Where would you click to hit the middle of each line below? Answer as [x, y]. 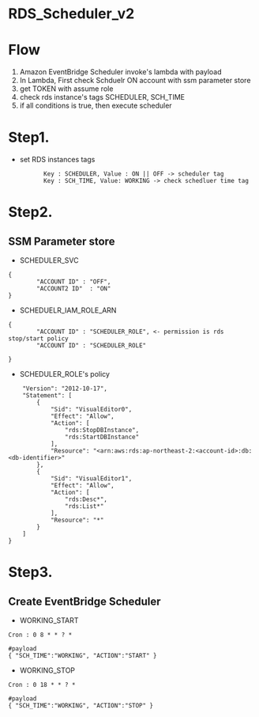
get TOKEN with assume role [66, 89]
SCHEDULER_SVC [49, 260]
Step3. [30, 573]
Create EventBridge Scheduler [84, 601]
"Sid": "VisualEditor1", [91, 479]
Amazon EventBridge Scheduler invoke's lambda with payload [121, 72]
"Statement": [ [47, 396]
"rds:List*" [84, 506]
